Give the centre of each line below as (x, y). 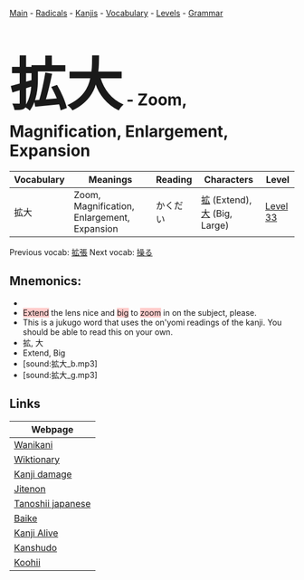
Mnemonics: (46, 281)
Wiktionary (37, 459)
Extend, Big (44, 353)
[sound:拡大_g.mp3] (60, 375)
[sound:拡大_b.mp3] (60, 363)
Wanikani (33, 444)
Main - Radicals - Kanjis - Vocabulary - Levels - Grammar (116, 13)
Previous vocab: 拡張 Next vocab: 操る (81, 252)
